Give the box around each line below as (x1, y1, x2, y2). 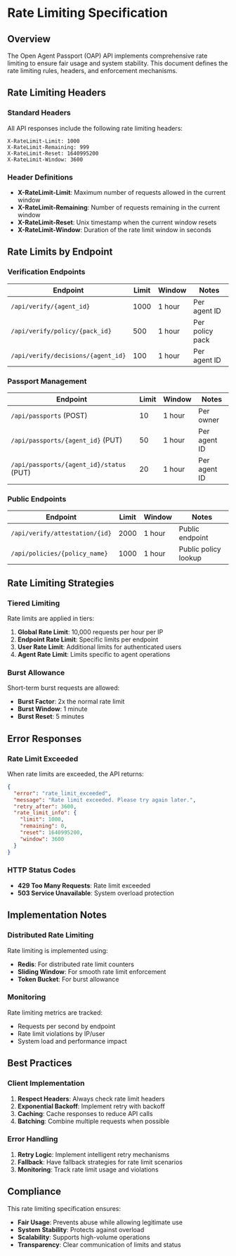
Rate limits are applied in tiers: (7, 614, 95, 622)
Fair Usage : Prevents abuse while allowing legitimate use (17, 1218, 183, 1226)
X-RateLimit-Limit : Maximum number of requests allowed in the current (17, 188, 226, 196)
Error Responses (7, 733, 82, 745)
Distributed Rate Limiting (7, 930, 94, 940)
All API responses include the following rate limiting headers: (7, 124, 183, 132)
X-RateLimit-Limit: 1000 (7, 137, 80, 145)
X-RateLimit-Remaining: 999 (7, 143, 90, 150)
